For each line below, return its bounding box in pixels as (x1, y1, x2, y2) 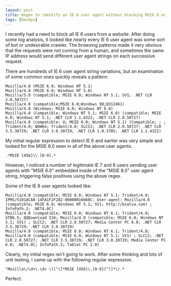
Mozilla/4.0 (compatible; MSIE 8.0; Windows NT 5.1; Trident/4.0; (5, 193, 150, 198)
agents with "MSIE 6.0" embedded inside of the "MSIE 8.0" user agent (5, 167, 154, 174)
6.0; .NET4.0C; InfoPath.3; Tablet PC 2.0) (5, 242, 100, 247)
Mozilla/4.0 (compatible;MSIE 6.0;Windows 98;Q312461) (5, 102, 125, 107)
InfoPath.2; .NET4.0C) (5, 206, 54, 212)
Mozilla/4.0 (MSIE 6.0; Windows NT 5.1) (5, 84, 93, 89)
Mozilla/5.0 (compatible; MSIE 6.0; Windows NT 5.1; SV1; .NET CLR (5, 93, 153, 98)
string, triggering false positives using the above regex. (5, 173, 122, 179)
